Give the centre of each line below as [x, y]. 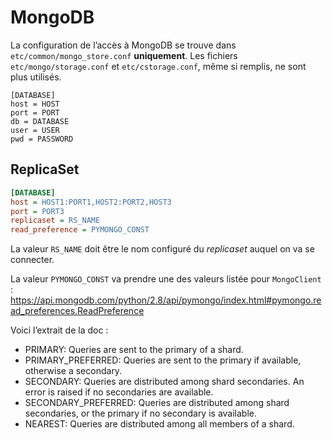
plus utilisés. [36, 77]
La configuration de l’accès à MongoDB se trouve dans [123, 45]
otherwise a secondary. [73, 371]
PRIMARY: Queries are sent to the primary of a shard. [134, 350]
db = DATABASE [40, 121]
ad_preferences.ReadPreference [77, 311]
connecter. [32, 260]
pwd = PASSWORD [42, 139]
